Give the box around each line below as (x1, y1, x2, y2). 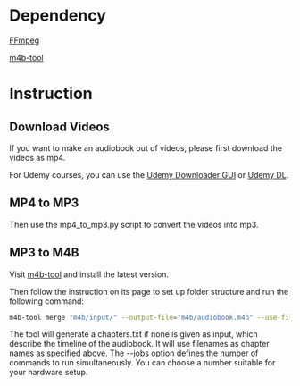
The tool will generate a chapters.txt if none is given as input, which (9, 329, 259, 340)
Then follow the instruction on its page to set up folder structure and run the (9, 286, 288, 297)
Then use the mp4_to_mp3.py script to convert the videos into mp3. (9, 219, 259, 230)
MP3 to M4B (9, 245, 79, 260)
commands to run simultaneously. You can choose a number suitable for (9, 357, 276, 368)
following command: (9, 296, 85, 306)
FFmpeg (9, 35, 40, 46)
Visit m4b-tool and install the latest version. (9, 269, 170, 280)
